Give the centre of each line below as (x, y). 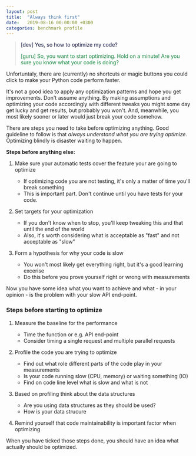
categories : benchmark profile (44, 28)
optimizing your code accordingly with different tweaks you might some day (98, 104)
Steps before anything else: (41, 152)
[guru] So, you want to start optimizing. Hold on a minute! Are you (100, 56)
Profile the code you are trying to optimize (66, 352)
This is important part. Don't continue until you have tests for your (103, 194)
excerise (34, 271)
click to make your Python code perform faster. (63, 80)
